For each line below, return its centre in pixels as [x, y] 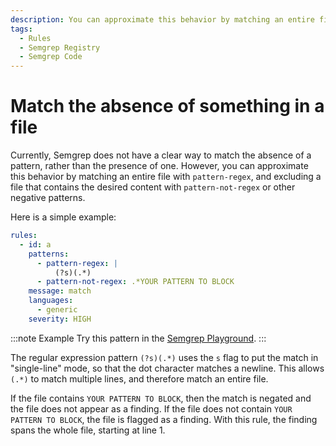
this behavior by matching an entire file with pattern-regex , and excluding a [166, 177]
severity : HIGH [60, 319]
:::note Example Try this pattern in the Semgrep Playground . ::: [138, 338]
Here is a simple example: [63, 217]
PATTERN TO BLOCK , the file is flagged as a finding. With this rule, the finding [164, 419]
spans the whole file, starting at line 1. [88, 430]
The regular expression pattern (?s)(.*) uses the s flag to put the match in [164, 357]
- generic [57, 310]
